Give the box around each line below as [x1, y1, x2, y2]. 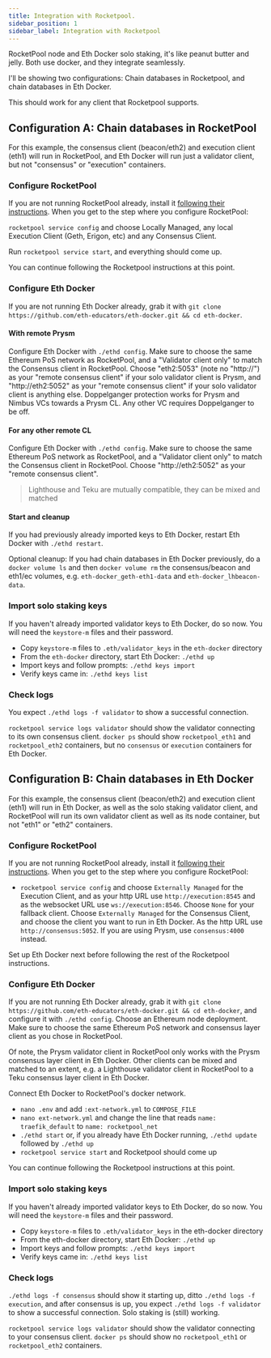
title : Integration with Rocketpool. [8, 11, 136, 20]
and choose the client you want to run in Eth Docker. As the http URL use [19, 917, 263, 927]
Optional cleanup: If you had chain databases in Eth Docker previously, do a [8, 554, 260, 564]
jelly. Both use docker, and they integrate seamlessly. [8, 57, 186, 67]
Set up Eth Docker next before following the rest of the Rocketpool [8, 950, 230, 960]
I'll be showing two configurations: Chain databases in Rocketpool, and [8, 74, 245, 83]
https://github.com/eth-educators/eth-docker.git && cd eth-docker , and [8, 1006, 257, 1015]
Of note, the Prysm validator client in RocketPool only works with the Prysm [8, 1047, 260, 1057]
